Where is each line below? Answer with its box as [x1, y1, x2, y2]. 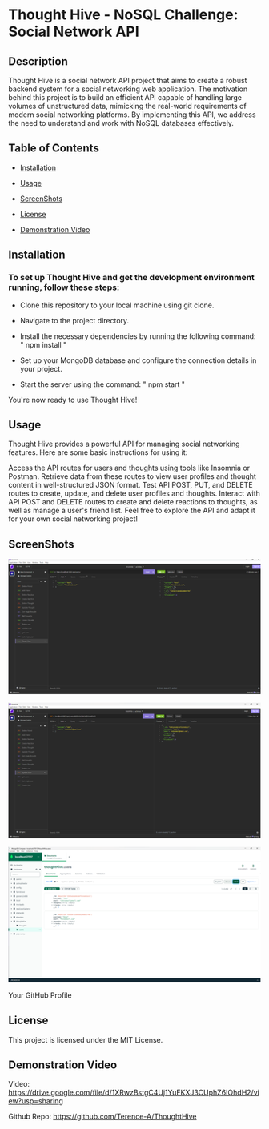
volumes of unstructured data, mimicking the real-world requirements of [8, 102, 247, 110]
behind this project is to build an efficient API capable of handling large [8, 93, 243, 102]
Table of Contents [8, 142, 100, 155]
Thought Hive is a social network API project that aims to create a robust [8, 76, 247, 85]
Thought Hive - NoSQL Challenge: [8, 6, 239, 24]
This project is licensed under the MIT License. [8, 1035, 163, 1044]
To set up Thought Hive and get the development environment [8, 272, 255, 283]
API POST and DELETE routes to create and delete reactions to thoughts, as [8, 497, 258, 507]
